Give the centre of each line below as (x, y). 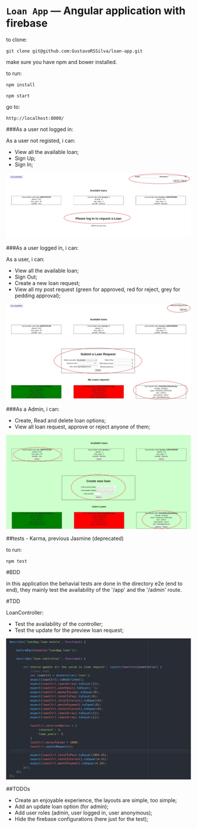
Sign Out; (26, 277)
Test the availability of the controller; (59, 623)
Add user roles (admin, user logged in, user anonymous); (83, 813)
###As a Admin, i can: (33, 409)
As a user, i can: (26, 259)
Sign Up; (25, 158)
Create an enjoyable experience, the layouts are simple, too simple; (96, 800)
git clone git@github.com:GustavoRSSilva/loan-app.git (74, 51)
